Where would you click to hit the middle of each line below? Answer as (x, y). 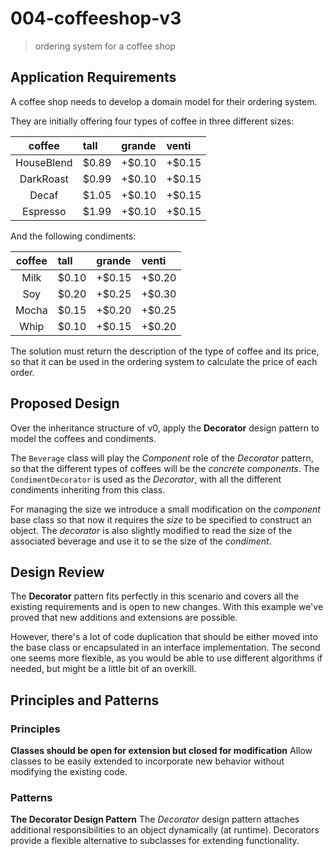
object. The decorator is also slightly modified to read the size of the (151, 530)
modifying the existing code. (69, 772)
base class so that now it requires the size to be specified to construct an (161, 519)
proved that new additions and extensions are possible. (124, 618)
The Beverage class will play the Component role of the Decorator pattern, (162, 458)
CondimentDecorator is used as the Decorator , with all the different (146, 479)
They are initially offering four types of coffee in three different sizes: (152, 121)
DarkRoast (44, 179)
